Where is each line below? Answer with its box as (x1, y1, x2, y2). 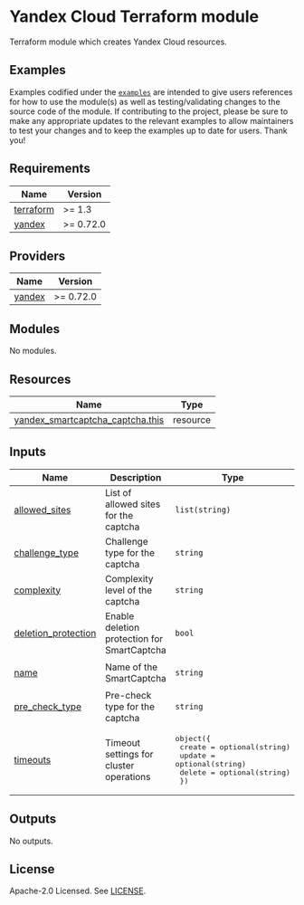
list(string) (175, 504, 232, 515)
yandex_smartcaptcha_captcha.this (14, 414, 165, 426)
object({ (175, 733, 211, 743)
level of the (105, 584, 153, 596)
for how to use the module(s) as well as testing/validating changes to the (9, 96, 280, 107)
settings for (105, 748, 154, 760)
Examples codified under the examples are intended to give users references (9, 86, 293, 97)
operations (105, 770, 151, 783)
